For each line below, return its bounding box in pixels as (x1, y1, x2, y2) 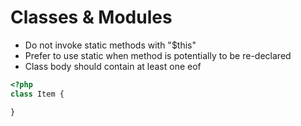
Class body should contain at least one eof (24, 60, 202, 72)
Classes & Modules (10, 6, 173, 29)
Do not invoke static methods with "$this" (24, 39, 197, 51)
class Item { (10, 89, 65, 99)
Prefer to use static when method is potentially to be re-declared (24, 49, 292, 61)
